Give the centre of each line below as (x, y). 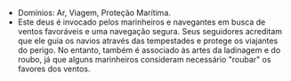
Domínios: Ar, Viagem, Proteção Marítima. (94, 13)
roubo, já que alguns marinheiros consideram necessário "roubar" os (144, 59)
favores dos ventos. (54, 69)
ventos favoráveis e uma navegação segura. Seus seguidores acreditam (150, 31)
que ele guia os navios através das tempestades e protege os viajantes (148, 40)
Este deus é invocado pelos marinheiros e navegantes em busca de (141, 22)
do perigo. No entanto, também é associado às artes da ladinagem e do (149, 50)
